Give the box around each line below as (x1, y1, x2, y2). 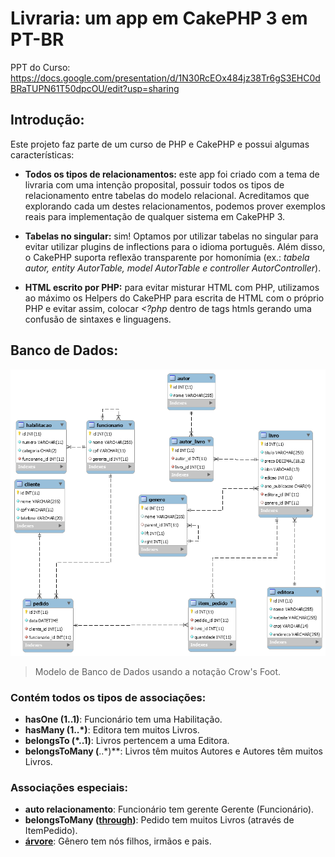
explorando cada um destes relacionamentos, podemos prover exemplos (24, 200, 326, 212)
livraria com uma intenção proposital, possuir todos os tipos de (24, 178, 285, 191)
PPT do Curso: (10, 61, 71, 73)
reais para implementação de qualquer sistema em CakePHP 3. (24, 210, 286, 222)
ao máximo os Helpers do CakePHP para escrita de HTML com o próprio (24, 292, 325, 304)
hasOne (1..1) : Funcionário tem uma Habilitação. (24, 713, 223, 726)
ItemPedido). (24, 825, 78, 837)
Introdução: (10, 112, 85, 129)
